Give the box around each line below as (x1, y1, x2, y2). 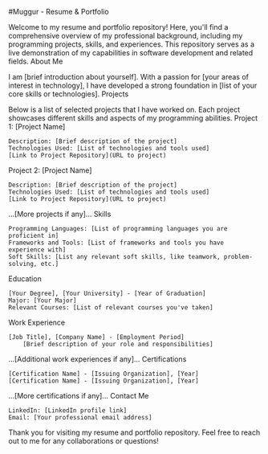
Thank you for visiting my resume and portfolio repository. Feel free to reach (8, 427, 261, 437)
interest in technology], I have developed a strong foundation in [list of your (8, 80, 258, 90)
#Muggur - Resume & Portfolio (8, 7, 110, 16)
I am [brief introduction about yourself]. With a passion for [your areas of (8, 72, 250, 81)
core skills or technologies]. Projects (8, 89, 129, 99)
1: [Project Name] (8, 122, 66, 131)
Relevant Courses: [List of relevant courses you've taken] (8, 304, 214, 312)
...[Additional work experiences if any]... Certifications (8, 354, 187, 364)
